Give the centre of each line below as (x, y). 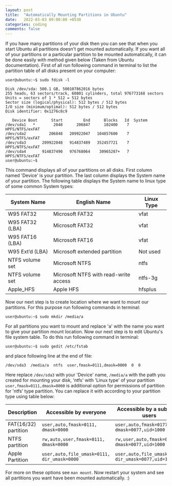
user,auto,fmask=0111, (69, 425)
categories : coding (26, 24)
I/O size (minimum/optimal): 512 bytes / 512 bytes (61, 107)
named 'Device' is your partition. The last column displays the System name (85, 176)
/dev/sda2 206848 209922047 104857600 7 (67, 134)
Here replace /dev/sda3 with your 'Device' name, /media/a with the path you (85, 375)
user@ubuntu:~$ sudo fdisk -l (38, 80)
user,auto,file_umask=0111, (76, 454)
